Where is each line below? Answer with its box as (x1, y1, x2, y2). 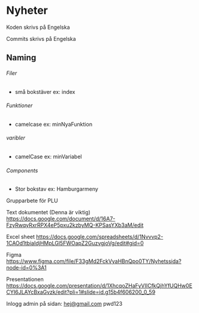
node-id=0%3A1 (6, 264, 47, 271)
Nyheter (6, 4, 48, 17)
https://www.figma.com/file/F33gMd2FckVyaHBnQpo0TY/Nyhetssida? (6, 258, 182, 265)
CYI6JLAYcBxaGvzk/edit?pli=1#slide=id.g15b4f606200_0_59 (6, 288, 156, 296)
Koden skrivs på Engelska (6, 23, 70, 31)
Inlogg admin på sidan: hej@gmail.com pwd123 (6, 300, 123, 308)
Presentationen (6, 276, 44, 283)
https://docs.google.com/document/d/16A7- (6, 215, 116, 223)
